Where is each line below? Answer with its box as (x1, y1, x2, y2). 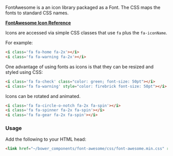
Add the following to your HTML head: (5, 136, 86, 143)
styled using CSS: (5, 69, 43, 75)
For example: (5, 40, 33, 46)
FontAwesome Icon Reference (5, 20, 71, 26)
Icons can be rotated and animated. (5, 93, 81, 99)
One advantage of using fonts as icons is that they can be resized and (5, 64, 154, 70)
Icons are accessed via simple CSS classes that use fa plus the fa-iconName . (5, 30, 167, 35)
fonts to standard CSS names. (5, 10, 69, 16)
